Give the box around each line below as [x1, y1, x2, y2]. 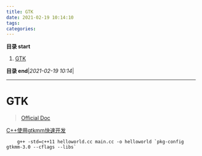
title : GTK [6, 8, 34, 15]
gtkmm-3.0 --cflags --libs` [6, 144, 77, 151]
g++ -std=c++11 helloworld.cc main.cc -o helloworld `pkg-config [17, 139, 185, 145]
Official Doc [20, 114, 50, 122]
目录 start [6, 43, 31, 50]
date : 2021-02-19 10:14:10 [6, 14, 74, 20]
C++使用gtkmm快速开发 [6, 127, 66, 134]
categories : [6, 25, 36, 32]
